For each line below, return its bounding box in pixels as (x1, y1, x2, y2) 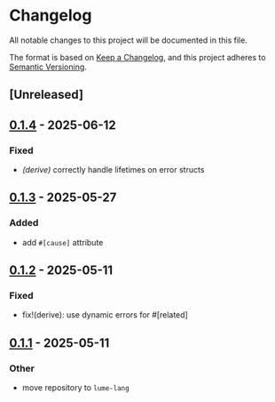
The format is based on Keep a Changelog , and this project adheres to (9, 52, 266, 62)
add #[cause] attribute (21, 237, 104, 247)
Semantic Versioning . (9, 61, 87, 72)
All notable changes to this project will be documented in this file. (9, 35, 248, 45)
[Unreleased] (9, 87, 84, 102)
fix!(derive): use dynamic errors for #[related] (21, 310, 188, 320)
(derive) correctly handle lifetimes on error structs (21, 165, 205, 175)
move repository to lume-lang (21, 382, 130, 393)
